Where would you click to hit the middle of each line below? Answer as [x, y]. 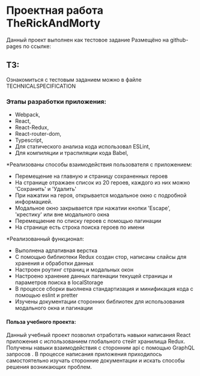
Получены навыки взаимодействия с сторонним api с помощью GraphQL [101, 348]
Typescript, [29, 140]
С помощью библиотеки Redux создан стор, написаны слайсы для [101, 257]
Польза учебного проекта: [41, 321]
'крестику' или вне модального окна [62, 214]
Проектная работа [55, 11]
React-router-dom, [38, 134]
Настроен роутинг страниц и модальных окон [74, 270]
